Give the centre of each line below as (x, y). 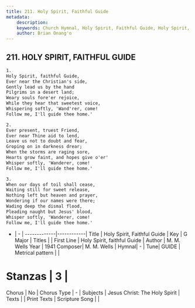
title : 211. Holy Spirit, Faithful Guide (57, 11)
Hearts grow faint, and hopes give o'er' (57, 158)
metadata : (18, 17)
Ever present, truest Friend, (43, 130)
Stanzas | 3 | (37, 276)
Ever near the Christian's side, (47, 82)
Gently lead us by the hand (40, 87)
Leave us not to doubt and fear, (47, 141)
